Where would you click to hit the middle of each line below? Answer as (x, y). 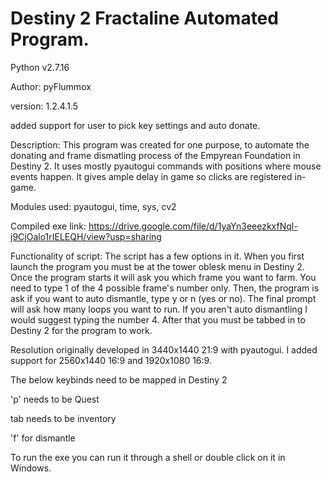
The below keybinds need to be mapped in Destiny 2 (119, 379)
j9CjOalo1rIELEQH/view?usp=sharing (86, 236)
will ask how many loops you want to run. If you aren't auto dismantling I (159, 309)
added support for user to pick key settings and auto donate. (135, 125)
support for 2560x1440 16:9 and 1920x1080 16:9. (111, 360)
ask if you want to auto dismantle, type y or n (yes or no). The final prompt (163, 298)
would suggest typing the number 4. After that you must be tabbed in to (158, 319)
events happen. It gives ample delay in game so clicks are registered (151, 176)
